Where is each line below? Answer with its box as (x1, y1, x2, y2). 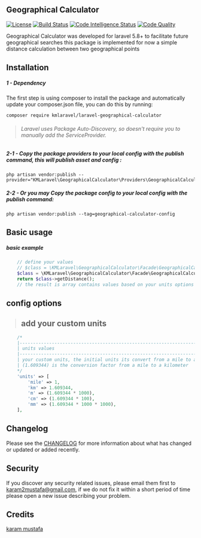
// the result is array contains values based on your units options (17, 282, 194, 288)
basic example (6, 244, 44, 251)
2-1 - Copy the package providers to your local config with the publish (6, 150, 184, 157)
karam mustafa (6, 525, 44, 533)
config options (6, 298, 62, 308)
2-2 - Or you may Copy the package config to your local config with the (6, 189, 188, 197)
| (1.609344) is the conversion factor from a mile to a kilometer (17, 363, 188, 369)
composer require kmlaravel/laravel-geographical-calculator (6, 112, 162, 119)
